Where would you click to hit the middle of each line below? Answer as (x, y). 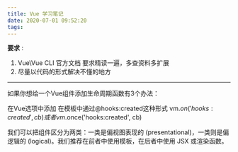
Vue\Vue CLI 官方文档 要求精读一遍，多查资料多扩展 (93, 63)
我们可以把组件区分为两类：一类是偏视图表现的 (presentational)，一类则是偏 (118, 132)
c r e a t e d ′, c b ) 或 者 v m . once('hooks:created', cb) (75, 117)
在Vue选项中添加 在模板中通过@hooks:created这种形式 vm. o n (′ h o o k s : (110, 109)
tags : (15, 27)
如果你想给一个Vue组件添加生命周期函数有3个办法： (83, 93)
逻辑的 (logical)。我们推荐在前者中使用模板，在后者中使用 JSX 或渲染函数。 (118, 141)
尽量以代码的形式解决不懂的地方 (64, 72)
